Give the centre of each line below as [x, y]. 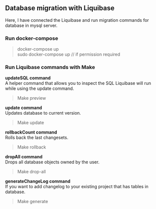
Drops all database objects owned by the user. [52, 162]
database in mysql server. [31, 25]
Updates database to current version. [43, 113]
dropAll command [24, 157]
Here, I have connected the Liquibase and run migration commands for [77, 20]
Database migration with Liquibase [60, 8]
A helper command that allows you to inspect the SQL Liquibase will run [78, 83]
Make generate [33, 202]
